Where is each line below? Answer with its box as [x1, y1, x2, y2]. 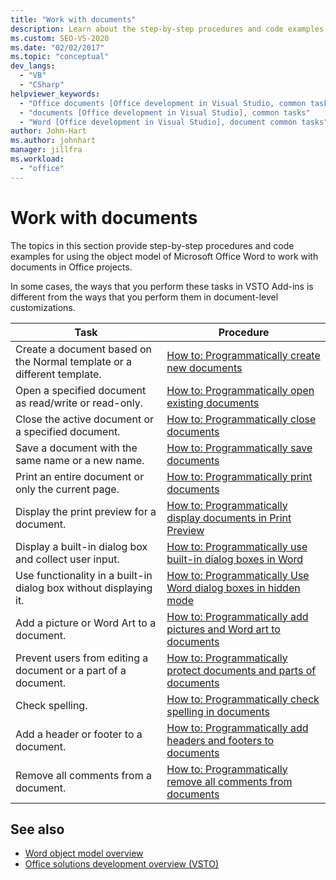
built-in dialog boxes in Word [166, 552, 304, 566]
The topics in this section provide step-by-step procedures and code [10, 239, 295, 251]
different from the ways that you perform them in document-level [10, 291, 279, 303]
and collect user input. [15, 552, 120, 566]
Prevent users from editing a [15, 651, 149, 665]
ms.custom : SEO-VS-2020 [10, 33, 110, 43]
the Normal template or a [15, 354, 133, 368]
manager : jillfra [10, 145, 83, 155]
